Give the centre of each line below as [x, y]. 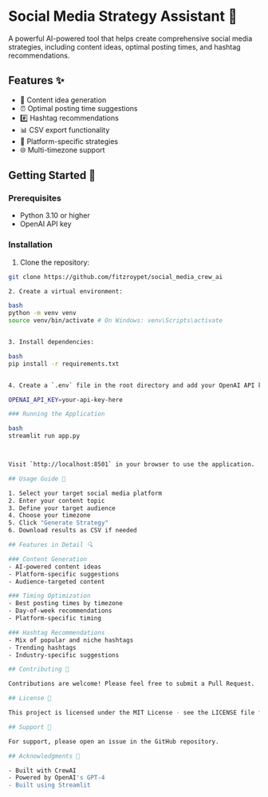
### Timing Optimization [49, 596]
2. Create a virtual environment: [66, 291]
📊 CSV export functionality [65, 130]
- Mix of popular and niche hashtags [71, 640]
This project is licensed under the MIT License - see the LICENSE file [132, 713]
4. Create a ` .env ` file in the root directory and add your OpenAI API [132, 385]
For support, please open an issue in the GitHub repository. [114, 741]
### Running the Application [57, 414]
